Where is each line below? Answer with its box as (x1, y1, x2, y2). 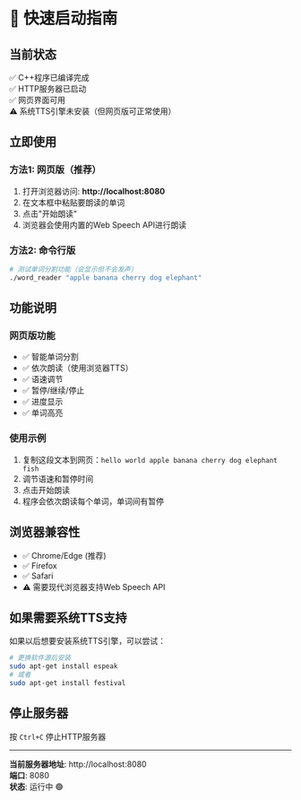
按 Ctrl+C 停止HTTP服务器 (9, 731, 107, 742)
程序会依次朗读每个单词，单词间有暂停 (21, 495, 164, 507)
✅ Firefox (21, 560, 57, 570)
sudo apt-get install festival (9, 678, 126, 687)
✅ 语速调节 (21, 374, 64, 385)
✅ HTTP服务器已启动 (9, 83, 87, 94)
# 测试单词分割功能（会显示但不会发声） (9, 265, 138, 274)
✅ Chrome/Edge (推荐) (21, 550, 107, 561)
